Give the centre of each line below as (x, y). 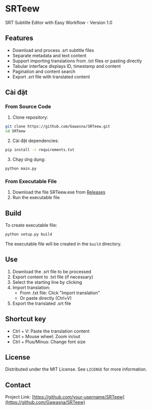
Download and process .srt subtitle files (53, 50)
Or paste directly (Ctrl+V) (46, 298)
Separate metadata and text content (49, 55)
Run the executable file (36, 198)
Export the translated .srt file (42, 303)
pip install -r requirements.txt (40, 150)
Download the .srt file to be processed (52, 271)
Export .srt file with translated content (51, 77)
